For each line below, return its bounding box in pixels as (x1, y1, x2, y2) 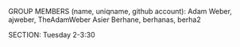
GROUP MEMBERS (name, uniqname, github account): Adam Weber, (8, 7, 233, 16)
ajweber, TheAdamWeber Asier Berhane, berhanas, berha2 (8, 15, 201, 24)
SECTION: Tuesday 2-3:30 (8, 31, 95, 39)
